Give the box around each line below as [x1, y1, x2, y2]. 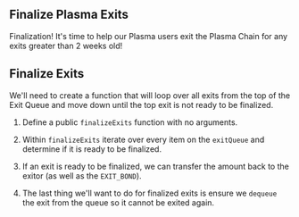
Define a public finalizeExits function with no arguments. [21, 116, 238, 128]
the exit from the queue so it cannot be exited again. [21, 196, 215, 208]
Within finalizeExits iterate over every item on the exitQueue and [21, 134, 265, 145]
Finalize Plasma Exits [9, 7, 129, 22]
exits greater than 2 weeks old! [9, 40, 123, 51]
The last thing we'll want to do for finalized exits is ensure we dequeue [21, 188, 278, 198]
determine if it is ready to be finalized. [21, 143, 162, 154]
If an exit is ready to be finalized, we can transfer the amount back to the [21, 161, 290, 171]
